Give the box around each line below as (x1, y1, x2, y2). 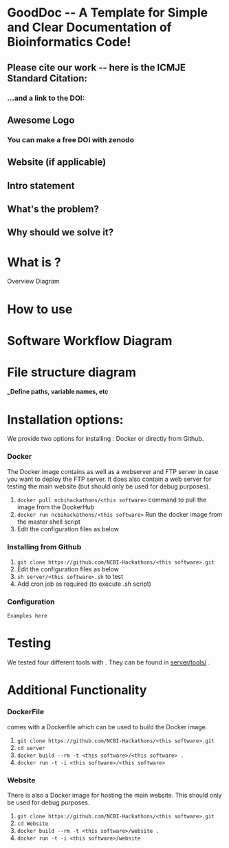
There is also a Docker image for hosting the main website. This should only (7, 791, 222, 800)
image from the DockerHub (17, 502, 95, 511)
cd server (17, 745, 46, 751)
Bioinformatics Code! (7, 34, 131, 50)
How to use (7, 302, 73, 317)
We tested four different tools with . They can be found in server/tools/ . (7, 658, 210, 667)
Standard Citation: (7, 72, 88, 84)
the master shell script (17, 517, 80, 526)
